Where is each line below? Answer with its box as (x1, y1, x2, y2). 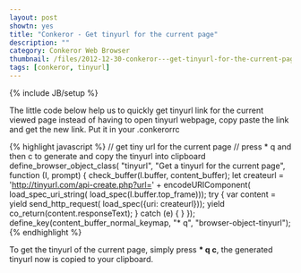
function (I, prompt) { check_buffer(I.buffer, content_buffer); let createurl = (9, 169, 285, 180)
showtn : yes (9, 21, 54, 30)
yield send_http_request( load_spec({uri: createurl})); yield (9, 198, 226, 209)
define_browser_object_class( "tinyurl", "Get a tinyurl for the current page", (9, 160, 286, 171)
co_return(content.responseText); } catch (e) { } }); (9, 208, 195, 218)
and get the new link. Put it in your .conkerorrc (9, 124, 181, 134)
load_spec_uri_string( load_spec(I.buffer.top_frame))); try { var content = (9, 189, 276, 200)
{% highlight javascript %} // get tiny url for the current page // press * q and (9, 141, 292, 152)
